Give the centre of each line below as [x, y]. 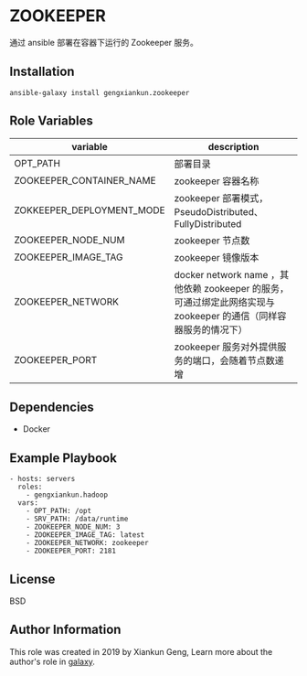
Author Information [65, 630]
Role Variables [51, 121]
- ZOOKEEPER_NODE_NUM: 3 [73, 527]
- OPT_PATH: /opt [59, 511]
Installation [42, 72]
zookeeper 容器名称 [217, 181]
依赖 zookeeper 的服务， [236, 288]
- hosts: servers [42, 479]
